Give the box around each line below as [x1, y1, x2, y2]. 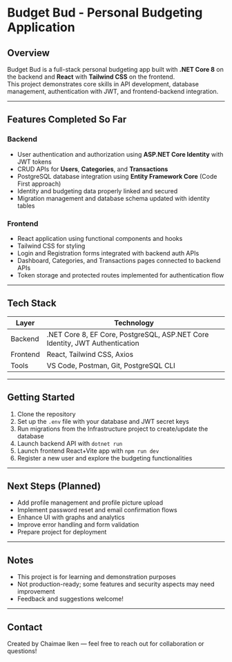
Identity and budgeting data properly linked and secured [17, 186, 178, 195]
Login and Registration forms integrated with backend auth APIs [17, 249, 200, 257]
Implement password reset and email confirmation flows [17, 506, 177, 514]
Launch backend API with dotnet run [17, 439, 123, 447]
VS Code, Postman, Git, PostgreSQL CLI [46, 360, 176, 370]
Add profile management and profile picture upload [17, 498, 164, 507]
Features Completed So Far [7, 114, 127, 126]
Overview [7, 47, 50, 59]
